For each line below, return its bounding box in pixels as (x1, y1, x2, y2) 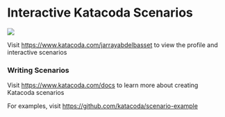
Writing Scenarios (7, 65, 69, 75)
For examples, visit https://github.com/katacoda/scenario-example (7, 102, 198, 110)
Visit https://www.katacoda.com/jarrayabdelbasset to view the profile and (7, 40, 219, 49)
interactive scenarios (7, 48, 67, 56)
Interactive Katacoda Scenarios (7, 5, 193, 21)
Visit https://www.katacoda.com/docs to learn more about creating (7, 81, 199, 89)
